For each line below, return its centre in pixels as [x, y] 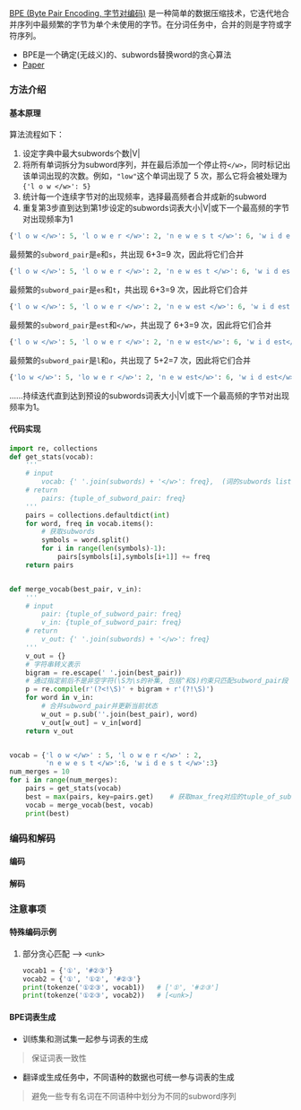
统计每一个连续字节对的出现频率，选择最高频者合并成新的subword [144, 197]
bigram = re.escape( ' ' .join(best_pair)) [103, 673]
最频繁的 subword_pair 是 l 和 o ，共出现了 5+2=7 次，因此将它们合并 [130, 360]
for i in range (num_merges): [64, 780]
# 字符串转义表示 [53, 664]
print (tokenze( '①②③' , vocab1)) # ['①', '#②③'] [120, 987]
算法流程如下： [37, 135]
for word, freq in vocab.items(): [90, 523]
